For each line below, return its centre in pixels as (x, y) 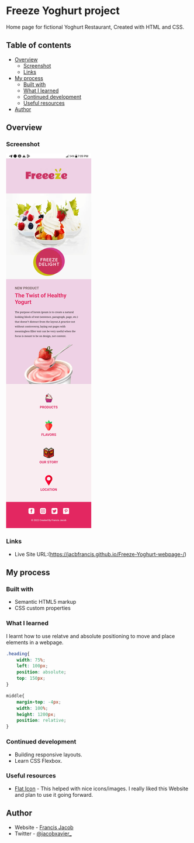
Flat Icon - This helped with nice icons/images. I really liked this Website (101, 789)
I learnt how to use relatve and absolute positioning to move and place (91, 636)
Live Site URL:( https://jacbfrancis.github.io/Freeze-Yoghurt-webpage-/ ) (101, 554)
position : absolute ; (41, 672)
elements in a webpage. (35, 642)
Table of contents (39, 45)
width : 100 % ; (32, 708)
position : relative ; (41, 721)
